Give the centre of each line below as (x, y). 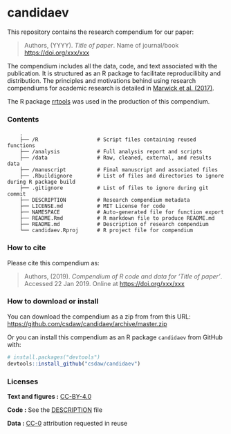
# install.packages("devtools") (54, 357)
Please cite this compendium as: (53, 263)
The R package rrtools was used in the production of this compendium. (109, 101)
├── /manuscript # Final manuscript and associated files (119, 170)
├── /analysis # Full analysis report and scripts (111, 152)
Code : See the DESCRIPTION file (55, 410)
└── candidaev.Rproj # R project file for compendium (107, 230)
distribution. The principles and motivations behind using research (102, 80)
